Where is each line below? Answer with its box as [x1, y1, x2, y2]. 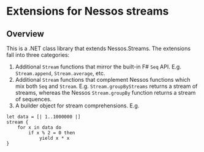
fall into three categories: [6, 51, 70, 59]
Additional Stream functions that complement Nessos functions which [15, 76, 191, 83]
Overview [6, 29, 45, 39]
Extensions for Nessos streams [6, 4, 169, 18]
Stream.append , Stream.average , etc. [15, 70, 105, 77]
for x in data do [17, 125, 62, 131]
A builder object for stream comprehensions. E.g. [15, 102, 140, 109]
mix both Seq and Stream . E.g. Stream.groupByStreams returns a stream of [15, 82, 198, 90]
